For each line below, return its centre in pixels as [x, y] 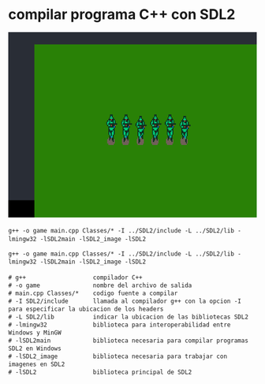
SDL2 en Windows [35, 349]
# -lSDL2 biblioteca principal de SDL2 [100, 372]
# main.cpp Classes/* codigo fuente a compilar [93, 293]
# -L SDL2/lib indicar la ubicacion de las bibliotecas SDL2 [128, 317]
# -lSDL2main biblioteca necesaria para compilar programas [128, 341]
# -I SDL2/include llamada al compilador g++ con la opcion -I [125, 301]
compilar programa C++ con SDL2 [122, 15]
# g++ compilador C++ [76, 278]
